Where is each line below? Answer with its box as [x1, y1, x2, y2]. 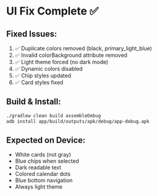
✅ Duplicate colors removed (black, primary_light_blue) [14, 45, 153, 52]
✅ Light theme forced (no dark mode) [14, 59, 109, 65]
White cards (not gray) [14, 151, 71, 158]
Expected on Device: [6, 135, 86, 145]
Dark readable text [14, 164, 62, 171]
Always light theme [14, 183, 63, 191]
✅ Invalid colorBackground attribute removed [14, 51, 128, 59]
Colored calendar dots [14, 171, 71, 178]
